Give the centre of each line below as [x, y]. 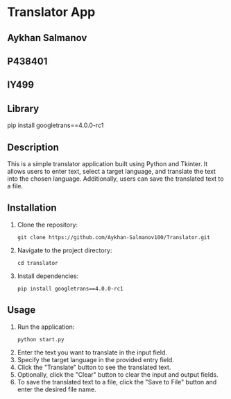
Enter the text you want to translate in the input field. [92, 352]
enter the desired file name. [57, 389]
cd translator [37, 263]
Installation [32, 208]
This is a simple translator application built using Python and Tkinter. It [108, 163]
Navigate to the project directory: [65, 250]
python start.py [41, 339]
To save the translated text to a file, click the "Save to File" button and [117, 382]
